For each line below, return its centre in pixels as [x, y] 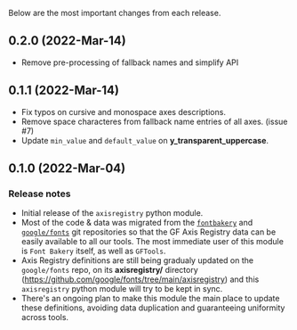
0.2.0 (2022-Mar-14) [67, 41]
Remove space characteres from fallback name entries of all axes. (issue [154, 121]
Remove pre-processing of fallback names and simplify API [130, 62]
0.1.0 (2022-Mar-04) [67, 169]
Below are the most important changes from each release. [115, 13]
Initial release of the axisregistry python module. [112, 213]
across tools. [44, 318]
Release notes [40, 194]
